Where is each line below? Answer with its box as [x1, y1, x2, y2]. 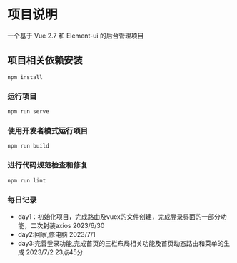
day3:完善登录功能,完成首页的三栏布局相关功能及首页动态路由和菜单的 [17, 239, 224, 247]
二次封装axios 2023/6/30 [30, 221, 105, 230]
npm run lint [7, 177, 46, 184]
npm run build [7, 143, 50, 150]
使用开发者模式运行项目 [7, 125, 88, 135]
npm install [7, 73, 43, 81]
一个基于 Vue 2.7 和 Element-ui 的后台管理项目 [7, 31, 144, 40]
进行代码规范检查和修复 [7, 160, 88, 170]
